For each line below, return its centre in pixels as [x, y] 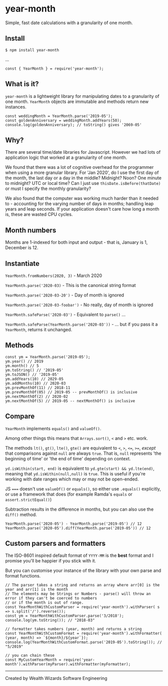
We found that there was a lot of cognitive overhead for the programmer [79, 167]
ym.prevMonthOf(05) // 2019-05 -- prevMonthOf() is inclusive [71, 392]
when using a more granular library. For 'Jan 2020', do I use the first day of [82, 173]
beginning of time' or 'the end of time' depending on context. [68, 458]
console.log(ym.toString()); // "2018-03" [50, 620]
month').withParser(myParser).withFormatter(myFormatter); [68, 664]
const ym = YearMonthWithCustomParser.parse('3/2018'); [64, 616]
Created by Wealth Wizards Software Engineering [56, 678]
